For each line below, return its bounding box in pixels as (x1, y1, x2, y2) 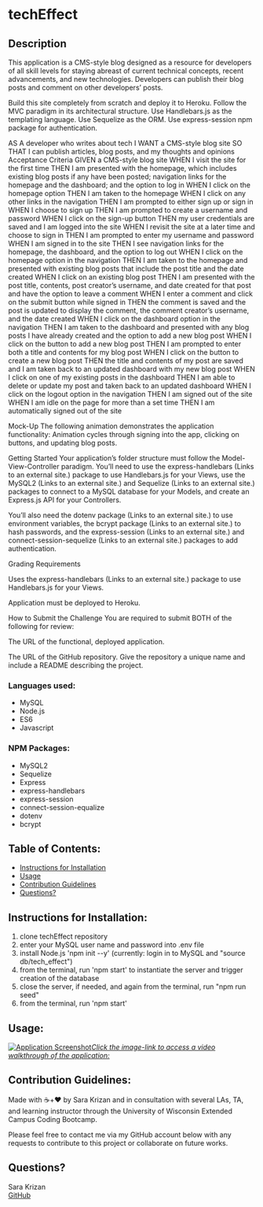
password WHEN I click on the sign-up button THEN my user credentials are (8, 214, 255, 223)
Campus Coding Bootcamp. (8, 1114, 98, 1124)
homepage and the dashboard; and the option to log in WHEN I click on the (8, 180, 251, 190)
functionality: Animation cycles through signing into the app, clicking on (8, 430, 239, 439)
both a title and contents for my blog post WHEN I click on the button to (8, 348, 239, 357)
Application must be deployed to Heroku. (8, 598, 141, 607)
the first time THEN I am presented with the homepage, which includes (8, 164, 237, 172)
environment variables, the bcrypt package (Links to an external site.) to (8, 519, 242, 528)
